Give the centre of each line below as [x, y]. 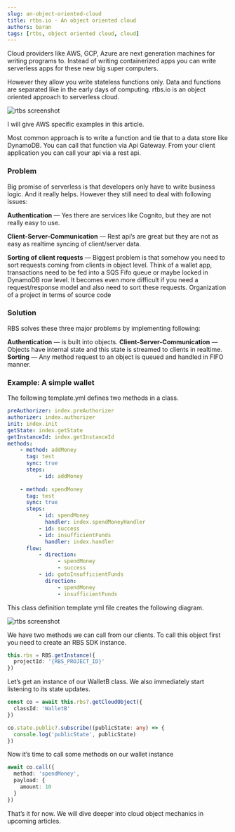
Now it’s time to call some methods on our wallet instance [90, 755]
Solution [22, 313]
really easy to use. [34, 222]
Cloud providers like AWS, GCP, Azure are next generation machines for [111, 53]
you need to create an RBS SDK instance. [67, 642]
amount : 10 [36, 787]
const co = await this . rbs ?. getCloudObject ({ [75, 702]
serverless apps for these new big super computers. [83, 68]
